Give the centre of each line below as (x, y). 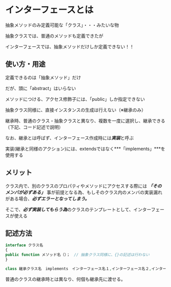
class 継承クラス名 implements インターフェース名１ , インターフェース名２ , (78, 269)
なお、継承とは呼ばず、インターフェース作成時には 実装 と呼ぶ (69, 138)
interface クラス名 (24, 245)
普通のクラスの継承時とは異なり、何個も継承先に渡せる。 (65, 279)
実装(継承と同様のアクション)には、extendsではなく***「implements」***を (85, 149)
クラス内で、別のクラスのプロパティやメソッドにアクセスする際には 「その (83, 186)
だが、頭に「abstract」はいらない (41, 88)
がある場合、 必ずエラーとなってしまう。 (48, 198)
